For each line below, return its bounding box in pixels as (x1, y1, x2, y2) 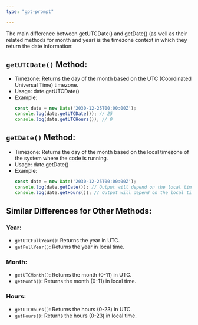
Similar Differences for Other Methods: (6, 206, 152, 216)
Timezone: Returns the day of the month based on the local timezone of (14, 148, 190, 155)
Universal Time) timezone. (14, 81, 78, 88)
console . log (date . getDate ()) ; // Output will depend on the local (14, 184, 181, 190)
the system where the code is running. (14, 155, 108, 162)
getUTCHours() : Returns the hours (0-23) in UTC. (14, 306, 133, 313)
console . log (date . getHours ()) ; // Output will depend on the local (14, 189, 184, 195)
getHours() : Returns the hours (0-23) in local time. (14, 312, 137, 319)
